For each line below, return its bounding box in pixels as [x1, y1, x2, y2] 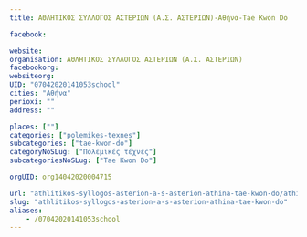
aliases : [9, 206, 43, 215]
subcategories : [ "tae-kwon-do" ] [9, 139, 132, 149]
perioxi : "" [9, 97, 55, 106]
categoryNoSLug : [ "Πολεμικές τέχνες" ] [9, 148, 157, 157]
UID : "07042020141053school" [9, 80, 121, 89]
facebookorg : [9, 63, 59, 73]
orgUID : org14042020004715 [9, 172, 112, 181]
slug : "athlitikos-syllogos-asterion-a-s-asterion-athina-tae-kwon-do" [9, 197, 288, 206]
